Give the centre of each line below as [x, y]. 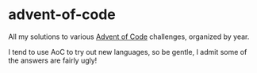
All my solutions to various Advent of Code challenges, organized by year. [129, 36]
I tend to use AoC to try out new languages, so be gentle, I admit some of [128, 52]
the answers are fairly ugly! [53, 60]
